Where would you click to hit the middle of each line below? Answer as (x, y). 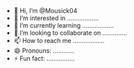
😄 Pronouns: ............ (44, 51)
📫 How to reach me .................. (59, 41)
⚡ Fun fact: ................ (44, 58)
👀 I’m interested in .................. (56, 18)
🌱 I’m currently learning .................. (64, 25)
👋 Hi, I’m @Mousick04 (45, 11)
